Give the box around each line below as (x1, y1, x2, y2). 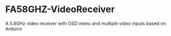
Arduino (5, 25, 22, 31)
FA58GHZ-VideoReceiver (5, 4, 115, 15)
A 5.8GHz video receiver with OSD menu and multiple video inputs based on (5, 20, 166, 26)
